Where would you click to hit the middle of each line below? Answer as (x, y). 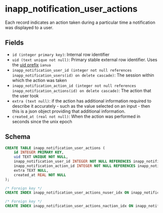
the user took (25, 96)
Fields (15, 43)
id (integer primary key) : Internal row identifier (61, 54)
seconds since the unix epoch (42, 121)
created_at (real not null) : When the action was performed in (76, 116)
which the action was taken (39, 80)
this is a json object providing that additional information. (69, 111)
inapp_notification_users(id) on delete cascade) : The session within (83, 75)
